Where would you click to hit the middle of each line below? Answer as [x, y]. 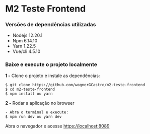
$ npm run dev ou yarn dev [33, 116]
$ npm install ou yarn [29, 94]
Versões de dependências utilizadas [51, 25]
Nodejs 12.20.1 [27, 35]
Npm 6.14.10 [25, 41]
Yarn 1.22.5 [24, 46]
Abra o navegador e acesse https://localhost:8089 [57, 126]
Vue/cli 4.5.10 [26, 51]
